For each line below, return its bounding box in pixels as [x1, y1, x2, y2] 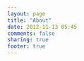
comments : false [7, 29, 55, 37]
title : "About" [7, 17, 52, 24]
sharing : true [7, 36, 49, 43]
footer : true [7, 43, 46, 50]
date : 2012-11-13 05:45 [7, 23, 78, 30]
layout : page [7, 10, 46, 18]
